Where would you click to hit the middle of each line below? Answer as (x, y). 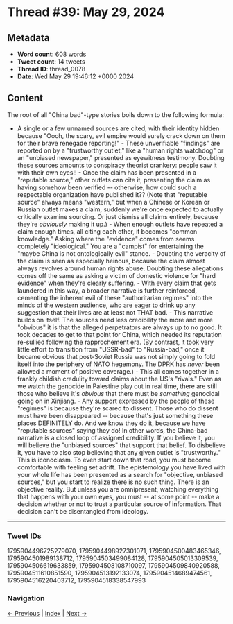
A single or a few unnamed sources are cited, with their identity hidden (118, 128)
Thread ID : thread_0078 (51, 69)
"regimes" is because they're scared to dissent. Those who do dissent (118, 408)
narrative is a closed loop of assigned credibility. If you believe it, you (116, 437)
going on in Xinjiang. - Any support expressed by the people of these (116, 401)
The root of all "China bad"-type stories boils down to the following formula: (115, 114)
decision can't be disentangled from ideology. (83, 511)
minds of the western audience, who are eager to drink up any (106, 305)
